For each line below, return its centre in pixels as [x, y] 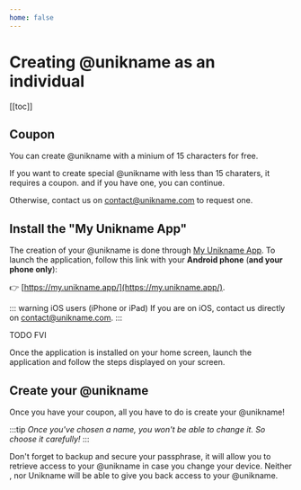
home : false [31, 18]
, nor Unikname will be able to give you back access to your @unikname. [144, 476]
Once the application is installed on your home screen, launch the [131, 352]
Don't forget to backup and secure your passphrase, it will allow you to [140, 456]
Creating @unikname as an [112, 62]
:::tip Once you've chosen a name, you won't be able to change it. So [137, 429]
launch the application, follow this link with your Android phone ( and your [146, 260]
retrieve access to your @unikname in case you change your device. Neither [150, 466]
